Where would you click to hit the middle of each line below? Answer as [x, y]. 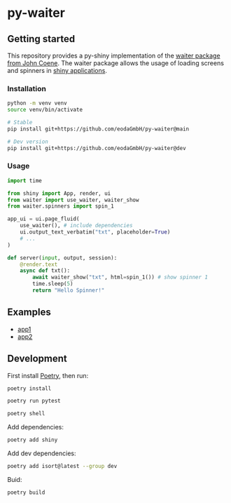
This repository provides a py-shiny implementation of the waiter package [114, 55]
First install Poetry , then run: [48, 375]
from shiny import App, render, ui [59, 193]
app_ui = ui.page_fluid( [43, 219]
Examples [29, 313]
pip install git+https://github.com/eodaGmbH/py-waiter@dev [97, 148]
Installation [27, 88]
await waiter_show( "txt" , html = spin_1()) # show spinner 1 [120, 277]
